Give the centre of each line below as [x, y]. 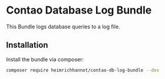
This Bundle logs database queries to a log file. [63, 27]
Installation [27, 45]
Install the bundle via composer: [45, 59]
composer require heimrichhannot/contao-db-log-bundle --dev [83, 70]
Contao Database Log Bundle [79, 10]
